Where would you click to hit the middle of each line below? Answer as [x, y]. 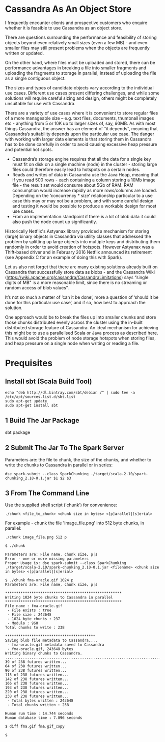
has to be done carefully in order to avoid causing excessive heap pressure [81, 144]
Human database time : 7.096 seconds [44, 718]
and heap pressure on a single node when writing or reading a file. [72, 343]
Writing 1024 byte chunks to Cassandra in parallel [59, 598]
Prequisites [29, 363]
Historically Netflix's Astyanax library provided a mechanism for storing [77, 231]
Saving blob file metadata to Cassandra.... [51, 641]
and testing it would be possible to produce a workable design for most [84, 206]
